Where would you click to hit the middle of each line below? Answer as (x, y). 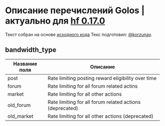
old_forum (19, 105)
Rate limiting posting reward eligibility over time (102, 78)
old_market (20, 116)
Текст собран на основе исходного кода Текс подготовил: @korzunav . (79, 34)
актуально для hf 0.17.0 (55, 21)
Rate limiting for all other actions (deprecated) (100, 116)
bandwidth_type (31, 50)
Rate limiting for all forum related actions (94, 102)
